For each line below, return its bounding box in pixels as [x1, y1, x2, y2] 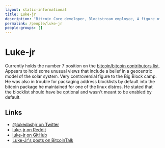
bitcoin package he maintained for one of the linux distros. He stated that [5, 84, 153, 90]
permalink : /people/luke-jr [5, 21, 63, 26]
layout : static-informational [5, 7, 67, 12]
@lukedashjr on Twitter [12, 121, 59, 127]
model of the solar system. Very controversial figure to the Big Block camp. [5, 73, 157, 79]
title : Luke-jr [5, 12, 36, 17]
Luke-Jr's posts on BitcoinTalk [12, 137, 74, 143]
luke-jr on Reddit [12, 126, 46, 133]
